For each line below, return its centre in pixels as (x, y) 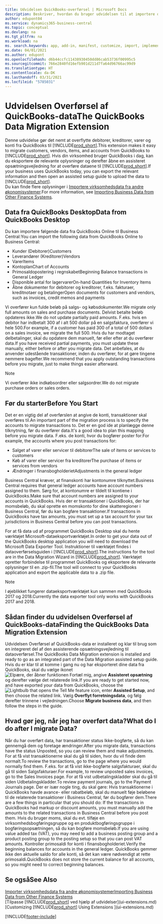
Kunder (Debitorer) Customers (42, 251)
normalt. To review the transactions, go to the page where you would (73, 761)
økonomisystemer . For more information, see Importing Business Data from (80, 192)
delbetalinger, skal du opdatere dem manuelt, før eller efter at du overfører (79, 338)
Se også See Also (31, 880)
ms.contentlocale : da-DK (30, 73)
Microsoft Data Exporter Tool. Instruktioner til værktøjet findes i (68, 547)
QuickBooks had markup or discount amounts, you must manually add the (79, 807)
